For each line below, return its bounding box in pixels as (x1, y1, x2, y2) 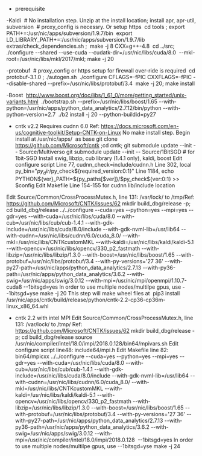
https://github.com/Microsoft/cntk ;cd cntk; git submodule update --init (14, 142, 192, 149)
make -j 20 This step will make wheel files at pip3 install (40, 289, 180, 297)
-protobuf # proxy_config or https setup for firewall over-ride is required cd (6, 67, 195, 74)
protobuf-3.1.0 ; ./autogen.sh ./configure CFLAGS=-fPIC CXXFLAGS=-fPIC (6, 74, 192, 80)
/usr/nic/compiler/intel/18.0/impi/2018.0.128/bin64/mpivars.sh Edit (14, 339, 179, 347)
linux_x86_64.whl (6, 302, 49, 310)
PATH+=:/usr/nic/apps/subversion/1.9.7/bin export (6, 30, 133, 37)
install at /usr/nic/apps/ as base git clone (14, 135, 118, 143)
